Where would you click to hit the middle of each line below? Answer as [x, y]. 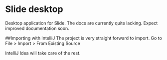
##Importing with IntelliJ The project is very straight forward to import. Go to [83, 38]
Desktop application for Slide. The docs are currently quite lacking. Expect [82, 23]
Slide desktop [34, 9]
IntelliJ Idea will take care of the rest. [43, 53]
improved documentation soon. [37, 28]
